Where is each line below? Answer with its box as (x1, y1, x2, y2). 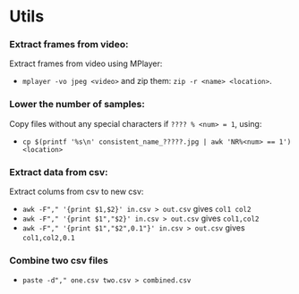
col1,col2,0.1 (21, 234, 75, 243)
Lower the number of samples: (9, 98, 145, 111)
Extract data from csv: (9, 165, 108, 178)
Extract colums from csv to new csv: (9, 186, 144, 197)
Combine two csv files (9, 255, 109, 266)
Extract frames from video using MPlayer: (9, 58, 163, 69)
